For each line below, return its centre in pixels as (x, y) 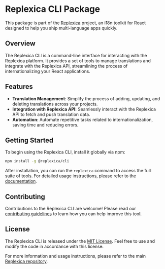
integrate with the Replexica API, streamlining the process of (66, 66)
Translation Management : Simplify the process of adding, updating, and (86, 98)
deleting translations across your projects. (55, 104)
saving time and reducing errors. (45, 125)
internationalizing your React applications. (48, 71)
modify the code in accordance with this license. (54, 246)
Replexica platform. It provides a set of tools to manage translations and (78, 61)
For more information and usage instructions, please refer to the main (76, 256)
